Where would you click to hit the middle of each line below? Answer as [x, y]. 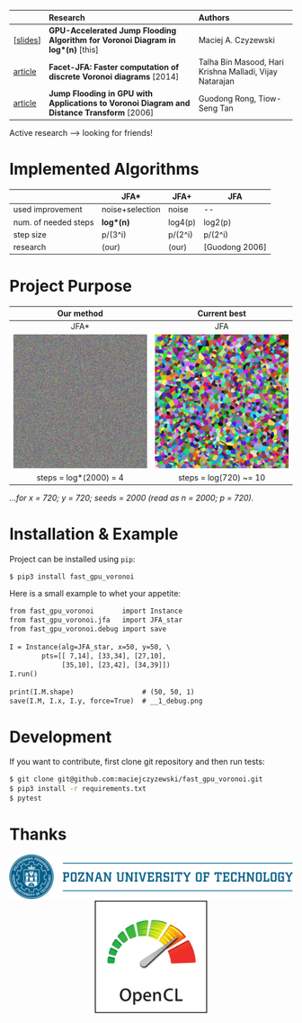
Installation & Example [94, 534]
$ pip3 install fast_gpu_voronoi [72, 577]
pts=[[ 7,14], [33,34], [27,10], [104, 656]
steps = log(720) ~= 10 [222, 478]
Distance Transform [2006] [102, 112]
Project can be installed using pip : [72, 559]
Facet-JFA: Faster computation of [114, 67]
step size [30, 234]
